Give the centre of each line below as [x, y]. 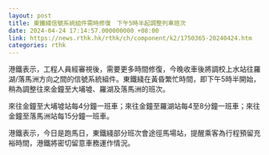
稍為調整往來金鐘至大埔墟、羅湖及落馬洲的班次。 [89, 89]
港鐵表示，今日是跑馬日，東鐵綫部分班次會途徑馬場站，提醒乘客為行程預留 [131, 133]
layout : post [30, 16]
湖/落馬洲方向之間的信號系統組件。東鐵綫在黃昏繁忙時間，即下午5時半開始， [134, 79]
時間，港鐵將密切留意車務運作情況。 [74, 143]
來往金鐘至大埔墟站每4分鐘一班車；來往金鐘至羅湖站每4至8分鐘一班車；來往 [134, 106]
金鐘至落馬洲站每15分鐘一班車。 [61, 116]
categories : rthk [37, 46]
